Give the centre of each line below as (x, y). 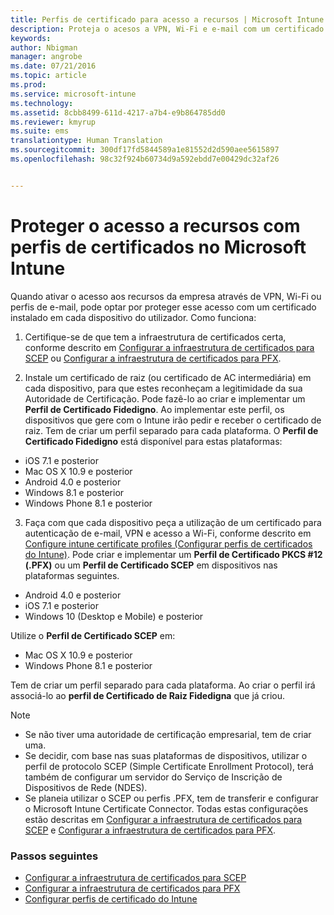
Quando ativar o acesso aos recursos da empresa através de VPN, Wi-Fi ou (166, 296)
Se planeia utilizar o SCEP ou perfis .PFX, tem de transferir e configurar (171, 798)
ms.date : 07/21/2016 (53, 66)
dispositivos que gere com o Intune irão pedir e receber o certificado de (173, 420)
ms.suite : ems (40, 131)
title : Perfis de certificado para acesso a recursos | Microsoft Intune (167, 19)
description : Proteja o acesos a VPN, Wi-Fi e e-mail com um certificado (167, 29)
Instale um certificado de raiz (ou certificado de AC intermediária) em (168, 377)
